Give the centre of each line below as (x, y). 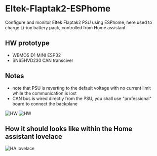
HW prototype (27, 43)
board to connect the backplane (45, 104)
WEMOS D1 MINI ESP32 (37, 55)
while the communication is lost (44, 93)
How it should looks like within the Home (69, 129)
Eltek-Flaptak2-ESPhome (58, 9)
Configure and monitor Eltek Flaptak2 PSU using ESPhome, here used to (78, 22)
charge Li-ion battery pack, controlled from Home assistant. (66, 27)
